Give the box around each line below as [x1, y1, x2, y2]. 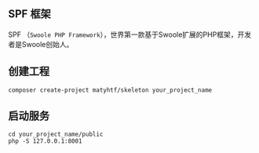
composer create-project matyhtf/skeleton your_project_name [8, 86, 213, 94]
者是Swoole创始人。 [8, 39, 74, 49]
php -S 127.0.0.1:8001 [8, 137, 82, 145]
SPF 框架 [8, 7, 51, 21]
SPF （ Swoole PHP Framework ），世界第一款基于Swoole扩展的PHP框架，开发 [8, 30, 252, 39]
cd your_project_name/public [8, 130, 104, 139]
